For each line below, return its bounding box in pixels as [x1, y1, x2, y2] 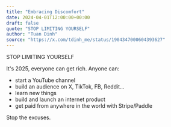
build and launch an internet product [14, 96, 105, 103]
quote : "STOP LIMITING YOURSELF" [6, 25, 90, 32]
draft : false [6, 20, 39, 26]
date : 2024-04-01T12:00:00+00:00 [6, 14, 90, 20]
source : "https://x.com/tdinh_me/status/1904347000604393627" [6, 37, 166, 43]
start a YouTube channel [14, 76, 76, 84]
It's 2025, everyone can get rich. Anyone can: [6, 65, 120, 72]
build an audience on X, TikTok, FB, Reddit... [14, 83, 125, 90]
